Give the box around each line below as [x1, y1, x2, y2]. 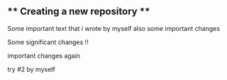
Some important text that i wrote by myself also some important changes [7, 24, 221, 32]
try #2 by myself [7, 65, 55, 73]
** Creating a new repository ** [7, 6, 150, 18]
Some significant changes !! [7, 38, 89, 46]
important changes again [7, 51, 80, 60]
